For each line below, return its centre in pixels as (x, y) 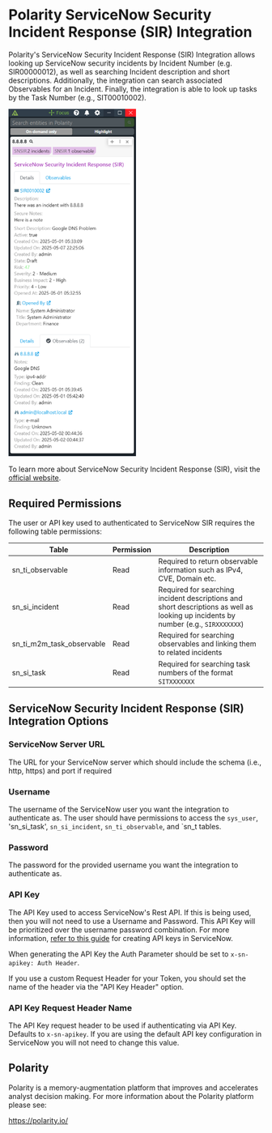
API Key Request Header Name (70, 1007)
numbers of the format (195, 672)
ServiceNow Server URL (57, 744)
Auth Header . (59, 962)
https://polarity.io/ (38, 1120)
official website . (35, 478)
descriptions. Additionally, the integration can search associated (115, 80)
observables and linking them (207, 644)
